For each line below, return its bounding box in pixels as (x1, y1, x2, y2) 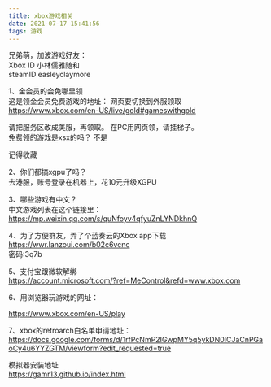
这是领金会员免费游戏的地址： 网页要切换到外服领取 (8, 97, 181, 107)
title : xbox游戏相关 (8, 11, 73, 20)
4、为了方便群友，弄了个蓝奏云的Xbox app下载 (8, 231, 167, 241)
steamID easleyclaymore (8, 70, 91, 80)
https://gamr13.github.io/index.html (8, 369, 126, 379)
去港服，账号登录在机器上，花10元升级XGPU (8, 177, 157, 187)
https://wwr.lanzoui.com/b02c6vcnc (8, 240, 130, 250)
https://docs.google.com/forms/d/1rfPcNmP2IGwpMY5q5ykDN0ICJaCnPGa (8, 335, 263, 345)
